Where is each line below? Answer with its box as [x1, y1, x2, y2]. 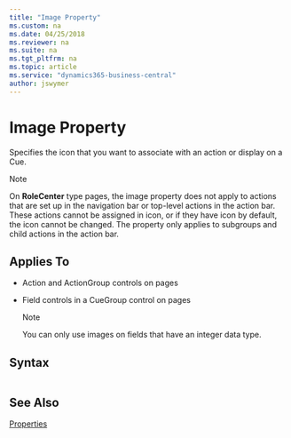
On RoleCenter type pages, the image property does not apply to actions [9, 190, 277, 201]
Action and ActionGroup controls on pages [21, 277, 179, 289]
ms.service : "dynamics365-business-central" [9, 71, 177, 80]
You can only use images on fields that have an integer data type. [21, 330, 262, 340]
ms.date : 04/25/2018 [9, 29, 86, 38]
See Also [9, 394, 59, 410]
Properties [9, 418, 48, 429]
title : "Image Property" [9, 12, 101, 22]
